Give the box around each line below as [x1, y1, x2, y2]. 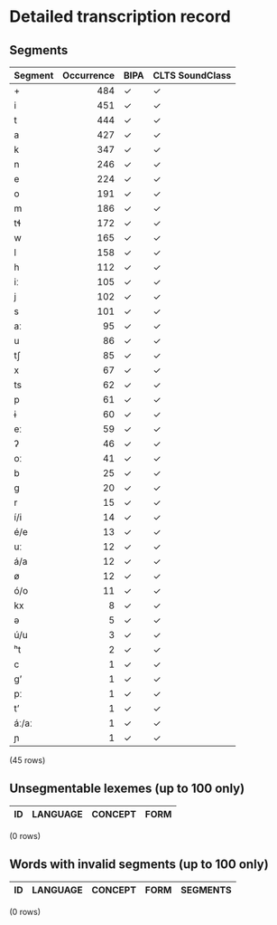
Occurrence [62, 70, 115, 81]
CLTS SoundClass [152, 70, 232, 81]
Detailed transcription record [9, 6, 232, 27]
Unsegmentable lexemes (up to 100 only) [9, 781, 245, 796]
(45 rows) [9, 755, 46, 766]
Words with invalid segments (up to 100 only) [9, 857, 269, 873]
